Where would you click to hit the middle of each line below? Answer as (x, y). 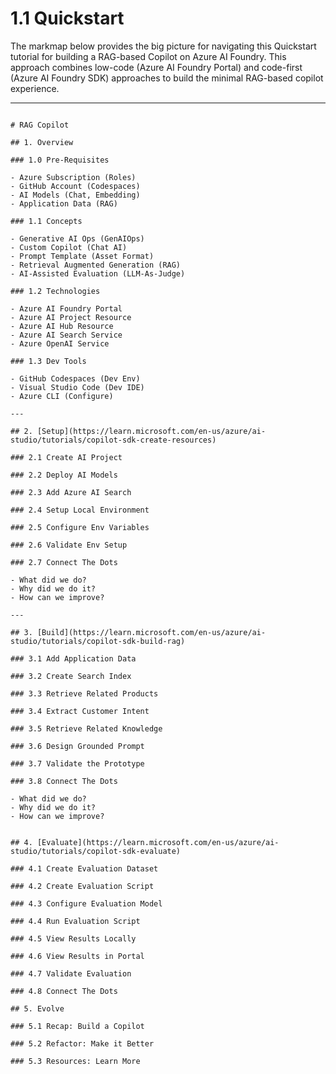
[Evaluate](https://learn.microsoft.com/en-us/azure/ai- (158, 842)
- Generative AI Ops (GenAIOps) (77, 238)
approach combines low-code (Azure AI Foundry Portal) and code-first (156, 67)
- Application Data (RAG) (64, 203)
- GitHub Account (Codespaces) (75, 186)
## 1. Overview (42, 142)
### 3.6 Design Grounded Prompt (77, 746)
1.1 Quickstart (67, 18)
